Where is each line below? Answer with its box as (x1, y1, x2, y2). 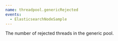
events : (5, 12, 22, 17)
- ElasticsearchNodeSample (10, 16, 67, 21)
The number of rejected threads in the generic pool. (5, 30, 114, 36)
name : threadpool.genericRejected (5, 7, 79, 12)
